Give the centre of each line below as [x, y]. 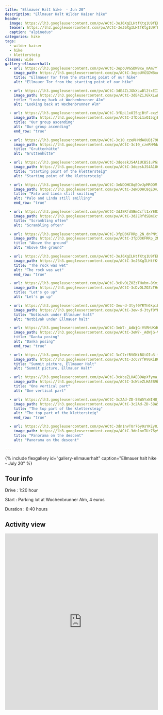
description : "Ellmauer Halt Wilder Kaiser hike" [56, 14]
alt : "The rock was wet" [39, 270]
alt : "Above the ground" [39, 248]
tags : [10, 41]
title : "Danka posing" [37, 337]
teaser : [17, 28]
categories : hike [23, 37]
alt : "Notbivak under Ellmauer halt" [52, 319]
